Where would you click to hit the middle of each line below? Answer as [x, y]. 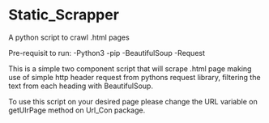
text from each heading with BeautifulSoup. [81, 86]
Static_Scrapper [64, 15]
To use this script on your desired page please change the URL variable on [133, 101]
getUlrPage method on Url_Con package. [77, 110]
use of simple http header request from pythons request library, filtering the [134, 77]
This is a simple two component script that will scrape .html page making [130, 68]
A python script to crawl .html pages [69, 37]
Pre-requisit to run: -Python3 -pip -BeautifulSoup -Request [107, 53]
